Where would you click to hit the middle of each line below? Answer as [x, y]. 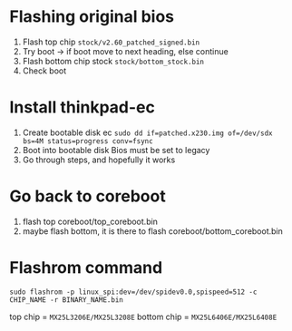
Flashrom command [86, 268]
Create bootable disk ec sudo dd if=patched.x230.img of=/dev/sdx [147, 132]
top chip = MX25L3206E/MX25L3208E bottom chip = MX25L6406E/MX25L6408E [143, 316]
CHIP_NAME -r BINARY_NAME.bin [67, 300]
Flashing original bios [92, 17]
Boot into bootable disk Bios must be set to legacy [116, 150]
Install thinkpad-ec [83, 107]
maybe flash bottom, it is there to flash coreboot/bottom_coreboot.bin [152, 231]
